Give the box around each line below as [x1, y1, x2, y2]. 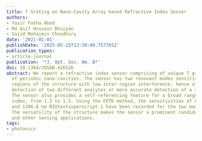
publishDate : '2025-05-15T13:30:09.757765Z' [6, 43, 120, 49]
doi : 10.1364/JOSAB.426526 [6, 64, 74, 71]
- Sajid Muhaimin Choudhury [6, 31, 77, 37]
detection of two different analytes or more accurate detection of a [11, 87, 192, 93]
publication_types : [6, 48, 55, 54]
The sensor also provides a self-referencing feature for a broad [11, 92, 182, 98]
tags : [6, 121, 20, 127]
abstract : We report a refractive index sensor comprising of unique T [6, 70, 189, 76]
